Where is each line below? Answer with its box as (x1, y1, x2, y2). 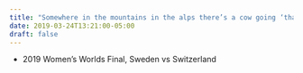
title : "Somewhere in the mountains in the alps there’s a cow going (9, 12, 277, 22)
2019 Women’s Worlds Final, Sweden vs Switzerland (22, 54, 216, 65)
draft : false (9, 29, 59, 38)
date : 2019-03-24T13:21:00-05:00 (9, 21, 135, 30)
